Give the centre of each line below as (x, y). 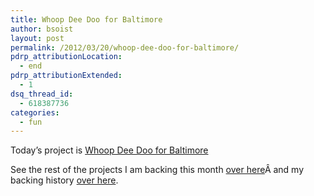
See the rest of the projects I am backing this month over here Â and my (157, 170)
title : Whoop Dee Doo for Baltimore (86, 19)
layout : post (37, 38)
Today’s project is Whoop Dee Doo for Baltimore (109, 150)
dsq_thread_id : (42, 94)
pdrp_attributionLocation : (66, 57)
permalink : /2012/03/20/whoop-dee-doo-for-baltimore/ (125, 47)
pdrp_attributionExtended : (66, 76)
